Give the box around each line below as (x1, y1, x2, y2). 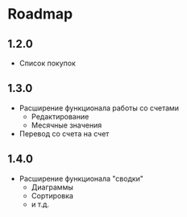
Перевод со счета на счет (19, 128, 110, 138)
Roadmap (7, 5, 73, 23)
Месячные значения (31, 120, 102, 130)
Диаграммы (31, 182, 73, 192)
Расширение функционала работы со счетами (19, 102, 179, 113)
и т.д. (31, 199, 50, 209)
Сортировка (31, 190, 74, 200)
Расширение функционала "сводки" (19, 173, 144, 183)
